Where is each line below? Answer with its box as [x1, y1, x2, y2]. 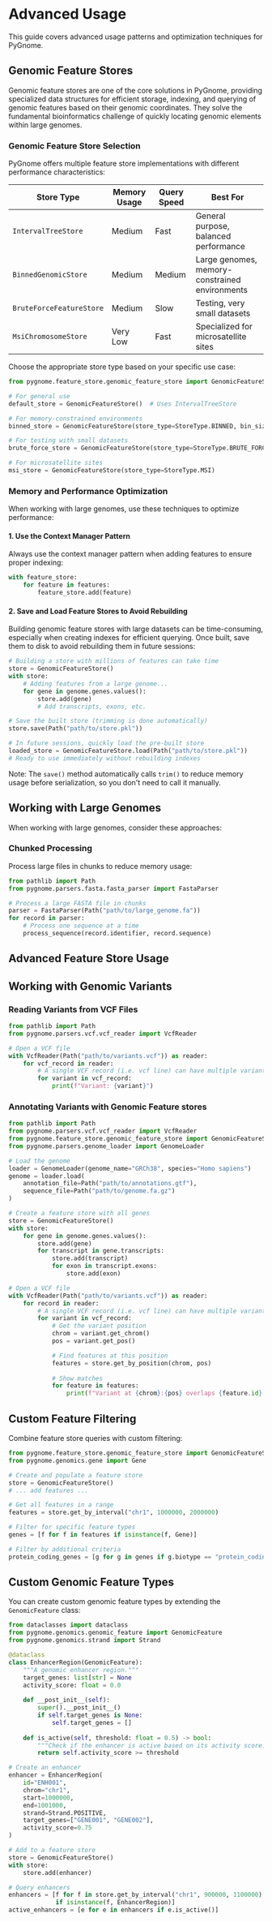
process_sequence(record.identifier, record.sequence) [23, 930, 212, 938]
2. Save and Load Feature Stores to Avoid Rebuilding [8, 606, 188, 616]
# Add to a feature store [8, 1847, 96, 1855]
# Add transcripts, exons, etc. [37, 703, 147, 711]
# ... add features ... [8, 1486, 89, 1494]
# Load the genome [8, 1157, 70, 1165]
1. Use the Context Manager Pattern [8, 531, 131, 540]
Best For [210, 191, 244, 203]
